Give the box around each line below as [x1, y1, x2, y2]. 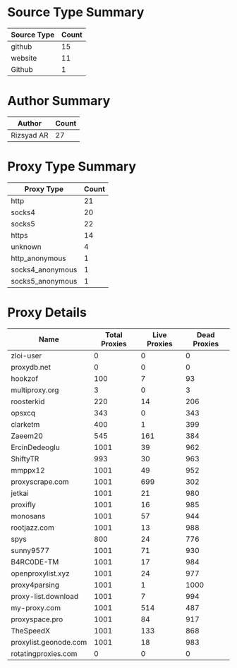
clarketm [11, 419, 40, 429]
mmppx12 [11, 465, 45, 475]
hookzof [11, 373, 39, 383]
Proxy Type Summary [7, 159, 136, 175]
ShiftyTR [11, 454, 39, 463]
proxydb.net [11, 362, 51, 372]
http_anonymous [11, 253, 66, 263]
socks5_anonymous [11, 276, 78, 286]
